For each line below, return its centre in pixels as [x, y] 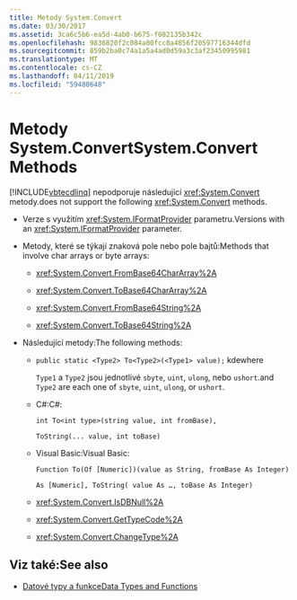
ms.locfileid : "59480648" [57, 84]
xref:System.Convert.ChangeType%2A [107, 536]
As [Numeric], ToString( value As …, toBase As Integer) [144, 485]
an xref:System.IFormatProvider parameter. [102, 228]
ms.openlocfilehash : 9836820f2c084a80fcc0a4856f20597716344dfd [130, 43]
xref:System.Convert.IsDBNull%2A [100, 502]
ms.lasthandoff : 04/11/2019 [62, 76]
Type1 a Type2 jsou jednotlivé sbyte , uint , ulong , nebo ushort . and [155, 377]
